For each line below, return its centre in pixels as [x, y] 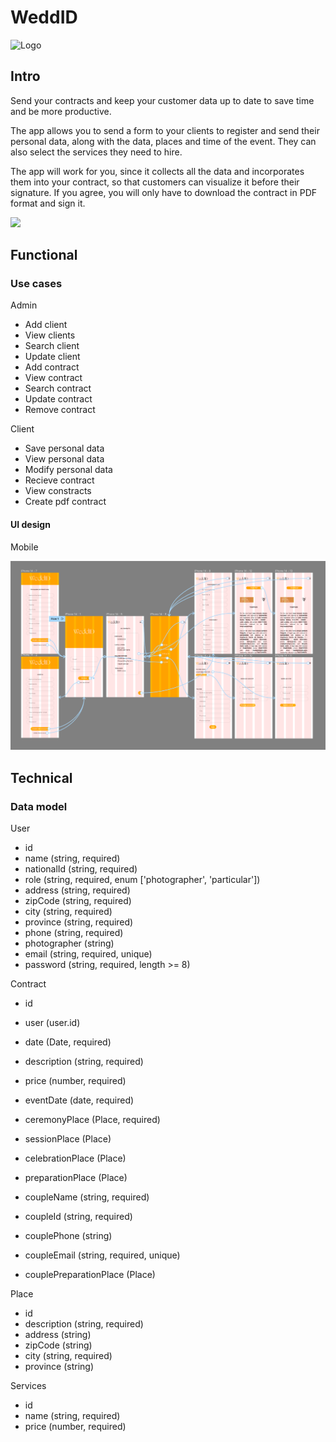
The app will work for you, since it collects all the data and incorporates [157, 171]
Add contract [52, 367]
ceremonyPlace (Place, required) [92, 1120]
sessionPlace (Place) [68, 1139]
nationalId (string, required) [81, 869]
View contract [53, 378]
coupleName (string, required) [87, 1197]
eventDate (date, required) [79, 1100]
